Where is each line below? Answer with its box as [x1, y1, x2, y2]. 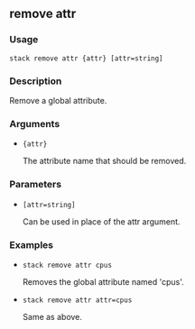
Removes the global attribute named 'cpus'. [22, 276, 185, 287]
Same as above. [22, 311, 83, 322]
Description [9, 75, 62, 87]
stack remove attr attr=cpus [22, 296, 133, 305]
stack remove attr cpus [22, 260, 113, 270]
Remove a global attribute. [9, 95, 107, 105]
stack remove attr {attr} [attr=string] [9, 53, 164, 63]
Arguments [9, 117, 60, 130]
